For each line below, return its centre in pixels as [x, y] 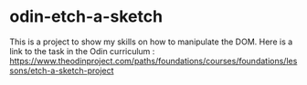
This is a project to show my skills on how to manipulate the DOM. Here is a [151, 42]
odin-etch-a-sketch [86, 17]
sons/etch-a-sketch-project [62, 71]
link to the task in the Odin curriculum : [82, 51]
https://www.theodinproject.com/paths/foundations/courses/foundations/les [153, 61]
